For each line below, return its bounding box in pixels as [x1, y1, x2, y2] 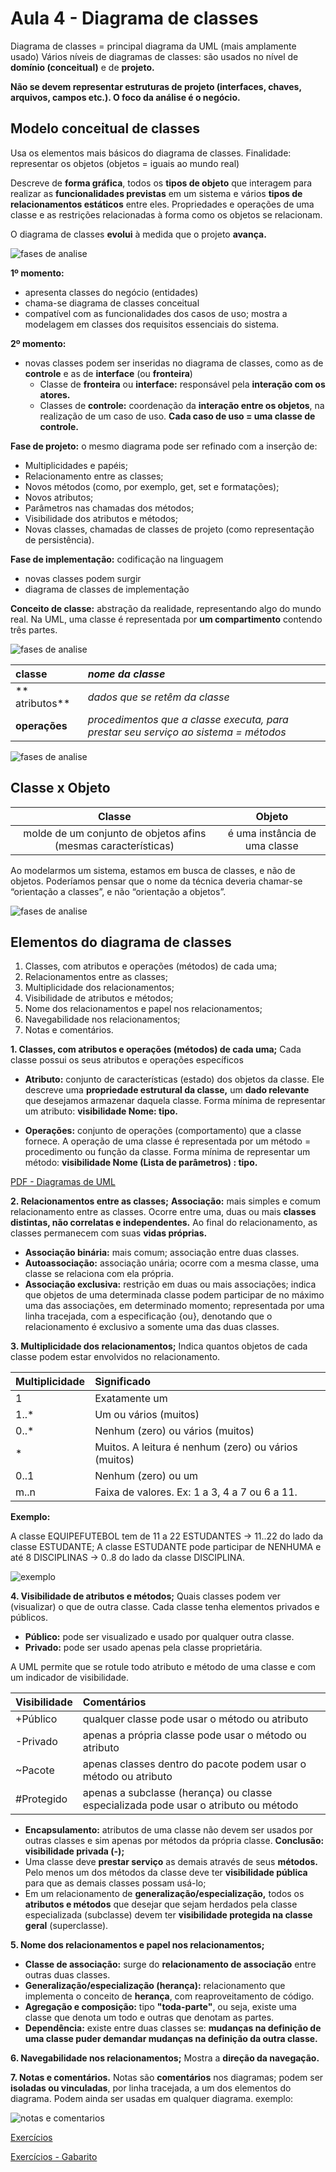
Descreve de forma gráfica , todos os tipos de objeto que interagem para [10, 177, 313, 189]
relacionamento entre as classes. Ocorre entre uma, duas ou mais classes [10, 1206, 317, 1218]
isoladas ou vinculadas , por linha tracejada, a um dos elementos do [10, 2082, 292, 2094]
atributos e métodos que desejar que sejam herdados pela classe [24, 1898, 298, 1911]
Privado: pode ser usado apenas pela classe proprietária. [24, 1642, 263, 1654]
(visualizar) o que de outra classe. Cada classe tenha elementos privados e [10, 1601, 320, 1613]
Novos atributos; [24, 491, 94, 503]
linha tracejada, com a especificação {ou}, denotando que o [24, 1310, 273, 1322]
